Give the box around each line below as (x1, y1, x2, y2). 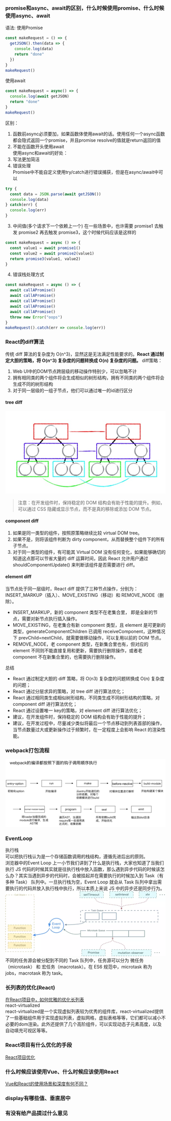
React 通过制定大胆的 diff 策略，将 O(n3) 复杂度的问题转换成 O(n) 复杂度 (12, 675, 164, 681)
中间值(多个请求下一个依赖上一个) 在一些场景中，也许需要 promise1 (12, 223, 154, 229)
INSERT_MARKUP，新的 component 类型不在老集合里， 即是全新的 (12, 609, 154, 615)
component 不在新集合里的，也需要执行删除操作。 (12, 654, 119, 660)
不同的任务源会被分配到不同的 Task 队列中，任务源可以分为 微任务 (5, 957, 144, 963)
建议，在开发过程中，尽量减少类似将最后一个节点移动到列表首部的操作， (12, 720, 164, 726)
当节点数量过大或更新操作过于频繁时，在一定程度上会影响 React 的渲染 (12, 726, 161, 732)
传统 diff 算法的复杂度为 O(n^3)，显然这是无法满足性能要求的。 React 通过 (5, 351, 160, 357)
